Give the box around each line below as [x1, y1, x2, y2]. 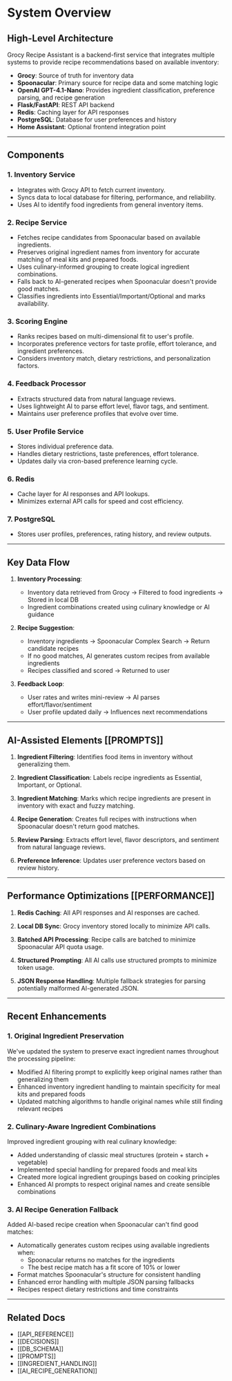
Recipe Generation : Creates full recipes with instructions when [17, 815, 197, 823]
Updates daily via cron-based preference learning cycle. [17, 457, 178, 465]
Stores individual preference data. [17, 442, 114, 450]
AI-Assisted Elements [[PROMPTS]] [7, 734, 164, 746]
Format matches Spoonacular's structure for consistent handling [17, 1270, 201, 1279]
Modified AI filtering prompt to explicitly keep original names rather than [17, 1067, 222, 1076]
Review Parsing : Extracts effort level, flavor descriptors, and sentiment [17, 836, 220, 844]
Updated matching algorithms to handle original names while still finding [17, 1097, 223, 1105]
